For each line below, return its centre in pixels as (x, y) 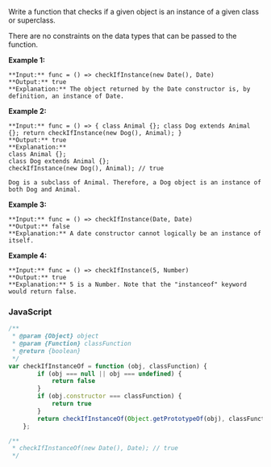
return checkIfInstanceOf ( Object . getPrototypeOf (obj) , (131, 419)
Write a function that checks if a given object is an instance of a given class (134, 12)
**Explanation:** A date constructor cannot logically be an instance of (135, 234)
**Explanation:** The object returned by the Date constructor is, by (129, 89)
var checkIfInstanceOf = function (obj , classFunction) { (108, 366)
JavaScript (30, 312)
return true (71, 404)
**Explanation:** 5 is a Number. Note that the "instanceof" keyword (128, 284)
